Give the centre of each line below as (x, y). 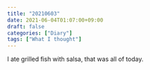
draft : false (26, 26)
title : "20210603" (34, 14)
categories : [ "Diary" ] (40, 33)
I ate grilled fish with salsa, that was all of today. (75, 59)
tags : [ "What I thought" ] (44, 40)
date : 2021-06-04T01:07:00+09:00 (55, 20)
